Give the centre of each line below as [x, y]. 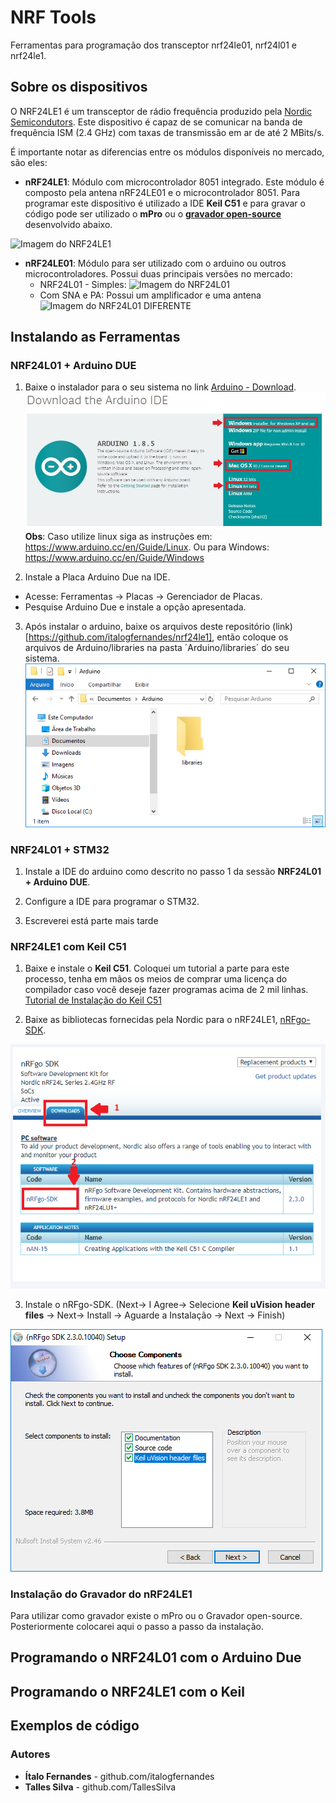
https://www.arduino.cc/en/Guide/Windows [114, 557]
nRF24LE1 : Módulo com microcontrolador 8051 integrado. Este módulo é [174, 182]
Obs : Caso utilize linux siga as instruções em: [118, 536]
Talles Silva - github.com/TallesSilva [100, 1787]
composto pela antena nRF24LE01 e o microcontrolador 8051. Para [162, 192]
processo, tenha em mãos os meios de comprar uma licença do [156, 979]
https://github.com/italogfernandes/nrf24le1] [120, 637]
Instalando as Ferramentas [95, 337]
